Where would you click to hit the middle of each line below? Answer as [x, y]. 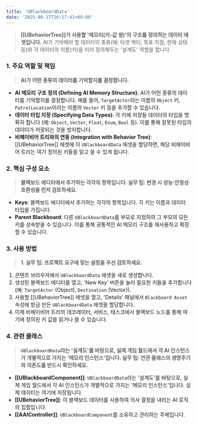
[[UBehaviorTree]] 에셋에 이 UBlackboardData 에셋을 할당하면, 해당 [92, 144]
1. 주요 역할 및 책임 [31, 66]
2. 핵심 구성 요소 [28, 168]
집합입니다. [34, 407]
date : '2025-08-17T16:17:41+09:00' [50, 17]
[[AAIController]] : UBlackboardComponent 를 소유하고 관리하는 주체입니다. [100, 415]
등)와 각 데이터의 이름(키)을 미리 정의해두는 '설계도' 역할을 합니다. [95, 49]
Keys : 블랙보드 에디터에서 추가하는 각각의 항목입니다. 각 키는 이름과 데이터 [100, 203]
